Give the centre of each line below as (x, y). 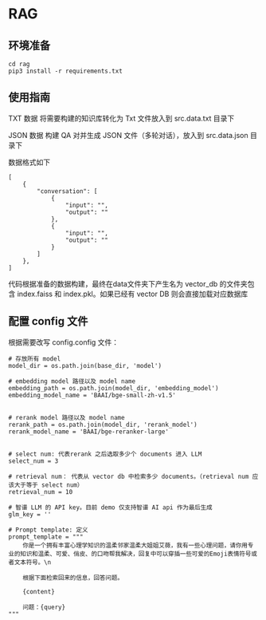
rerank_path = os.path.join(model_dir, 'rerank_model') (103, 425)
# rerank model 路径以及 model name (66, 417)
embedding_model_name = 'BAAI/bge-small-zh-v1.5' (92, 395)
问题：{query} (44, 607)
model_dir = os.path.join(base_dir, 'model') (85, 365)
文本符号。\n (33, 562)
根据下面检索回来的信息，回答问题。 (73, 578)
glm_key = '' (30, 514)
